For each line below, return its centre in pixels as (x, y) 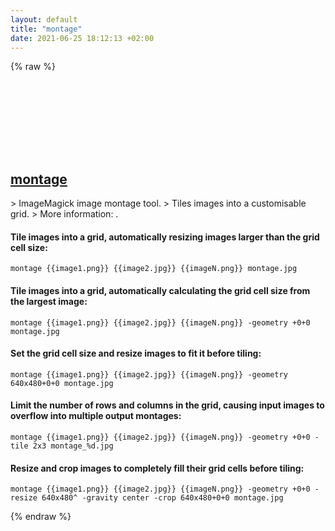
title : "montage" (46, 29)
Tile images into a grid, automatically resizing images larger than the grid (165, 237)
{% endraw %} (41, 517)
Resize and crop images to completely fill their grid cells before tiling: (157, 468)
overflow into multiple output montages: (96, 416)
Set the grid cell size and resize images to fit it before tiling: (136, 353)
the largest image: (49, 301)
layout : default (44, 19)
